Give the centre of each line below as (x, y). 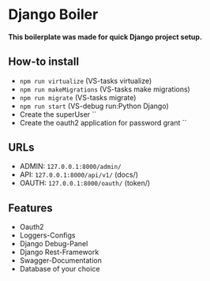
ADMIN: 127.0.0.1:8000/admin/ (70, 167)
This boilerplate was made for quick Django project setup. (105, 36)
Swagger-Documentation (61, 260)
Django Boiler (53, 15)
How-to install (44, 62)
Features (30, 208)
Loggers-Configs (47, 235)
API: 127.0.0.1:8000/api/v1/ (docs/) (79, 174)
